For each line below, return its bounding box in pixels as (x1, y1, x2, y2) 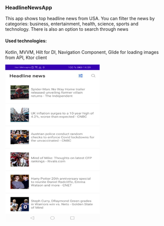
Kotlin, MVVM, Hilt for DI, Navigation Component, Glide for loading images (5, 49, 159, 55)
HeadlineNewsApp (5, 4, 52, 11)
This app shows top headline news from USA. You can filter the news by (5, 16, 155, 22)
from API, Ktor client (5, 54, 47, 61)
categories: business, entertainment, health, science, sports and (5, 21, 139, 27)
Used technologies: (5, 37, 47, 44)
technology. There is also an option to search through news (5, 26, 129, 32)
